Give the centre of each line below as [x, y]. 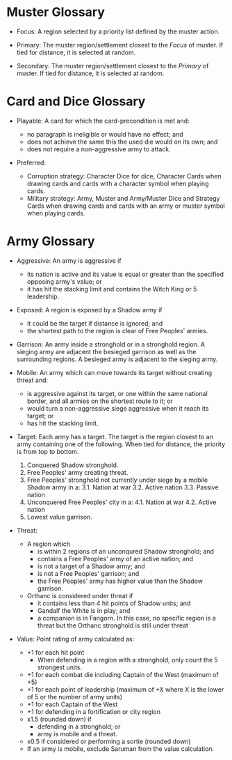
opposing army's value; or [64, 281]
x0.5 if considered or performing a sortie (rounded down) [109, 741]
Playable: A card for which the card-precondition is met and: [103, 121]
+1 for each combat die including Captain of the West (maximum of [123, 674]
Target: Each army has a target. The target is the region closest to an [115, 436]
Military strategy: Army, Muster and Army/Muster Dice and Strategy [123, 198]
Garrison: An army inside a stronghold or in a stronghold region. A [111, 344]
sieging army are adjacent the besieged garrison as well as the [106, 351]
